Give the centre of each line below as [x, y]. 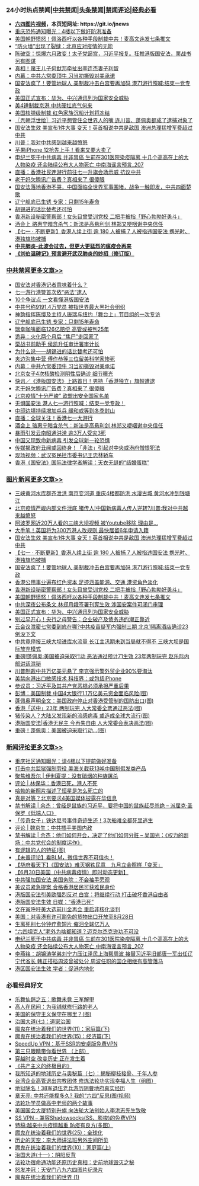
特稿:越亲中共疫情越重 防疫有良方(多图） [64, 1126]
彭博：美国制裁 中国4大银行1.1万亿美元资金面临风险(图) [81, 693]
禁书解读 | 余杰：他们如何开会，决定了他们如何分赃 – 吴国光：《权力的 [99, 835]
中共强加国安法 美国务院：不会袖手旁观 [62, 880]
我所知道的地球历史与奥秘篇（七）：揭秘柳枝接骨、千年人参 [86, 1073]
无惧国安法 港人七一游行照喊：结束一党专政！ [70, 403]
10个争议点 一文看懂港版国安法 [52, 299]
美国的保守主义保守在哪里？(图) [53, 1014]
